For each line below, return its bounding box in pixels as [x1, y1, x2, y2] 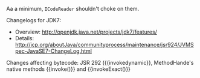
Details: [15, 35, 34, 41]
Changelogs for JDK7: [6, 17, 62, 23]
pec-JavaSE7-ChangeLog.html [15, 47, 92, 55]
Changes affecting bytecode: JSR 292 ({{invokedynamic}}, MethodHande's [6, 59, 194, 66]
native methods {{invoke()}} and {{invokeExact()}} [6, 65, 131, 73]
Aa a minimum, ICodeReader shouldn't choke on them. [6, 5, 140, 12]
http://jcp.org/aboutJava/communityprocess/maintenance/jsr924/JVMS [15, 41, 195, 48]
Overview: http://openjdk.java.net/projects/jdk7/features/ [15, 28, 157, 35]
